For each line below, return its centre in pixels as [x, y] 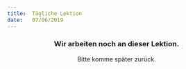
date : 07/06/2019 [35, 20]
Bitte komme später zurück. [117, 59]
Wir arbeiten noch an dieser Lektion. [117, 44]
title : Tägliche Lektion [44, 13]
